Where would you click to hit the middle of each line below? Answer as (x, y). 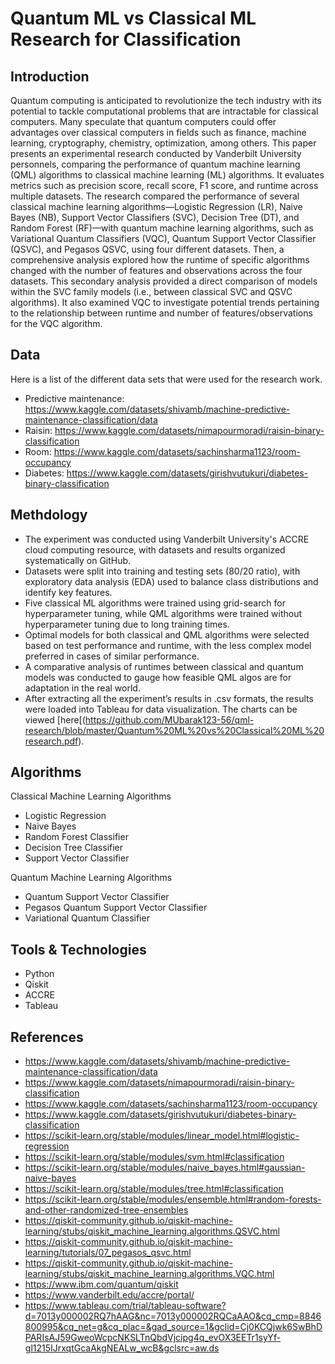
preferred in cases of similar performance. (112, 656)
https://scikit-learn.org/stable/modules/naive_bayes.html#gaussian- (165, 1168)
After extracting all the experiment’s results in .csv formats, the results (169, 698)
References (47, 1037)
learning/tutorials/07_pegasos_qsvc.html (108, 1253)
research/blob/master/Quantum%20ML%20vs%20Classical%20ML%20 (174, 730)
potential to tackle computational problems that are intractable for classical (164, 111)
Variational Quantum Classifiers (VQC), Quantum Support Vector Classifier (163, 238)
